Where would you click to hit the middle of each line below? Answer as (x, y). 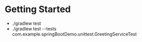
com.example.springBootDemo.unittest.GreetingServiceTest (74, 34)
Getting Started (38, 9)
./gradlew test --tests (34, 28)
